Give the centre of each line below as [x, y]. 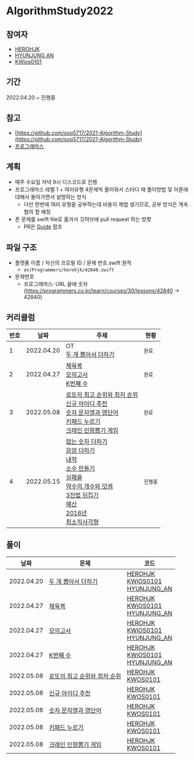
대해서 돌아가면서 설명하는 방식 [50, 197]
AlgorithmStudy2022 [60, 11]
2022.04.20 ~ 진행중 [31, 97]
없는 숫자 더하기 [87, 442]
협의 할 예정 [37, 212]
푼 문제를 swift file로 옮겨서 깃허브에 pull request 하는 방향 [83, 219]
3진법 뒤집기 [82, 496]
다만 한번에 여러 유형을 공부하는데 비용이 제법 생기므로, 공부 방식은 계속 [106, 204]
